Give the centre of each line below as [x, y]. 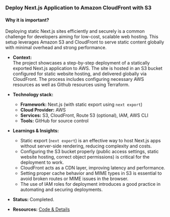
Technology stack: [33, 95]
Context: [22, 57]
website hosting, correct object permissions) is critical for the [85, 157]
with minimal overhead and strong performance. [56, 48]
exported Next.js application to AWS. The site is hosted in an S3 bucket [88, 69]
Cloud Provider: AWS [43, 110]
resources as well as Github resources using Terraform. [71, 85]
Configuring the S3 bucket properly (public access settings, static [90, 151]
